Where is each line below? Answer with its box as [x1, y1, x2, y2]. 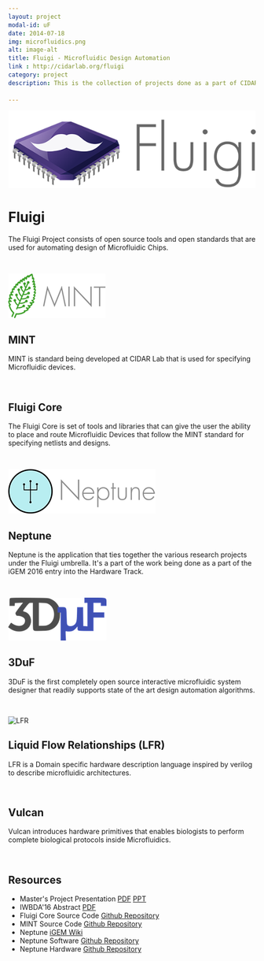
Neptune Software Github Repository [19, 936, 140, 945]
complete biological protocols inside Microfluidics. [8, 835, 171, 844]
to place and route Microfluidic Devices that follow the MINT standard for [8, 430, 245, 440]
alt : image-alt [8, 46, 58, 54]
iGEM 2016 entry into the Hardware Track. [8, 566, 144, 576]
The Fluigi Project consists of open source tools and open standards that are [8, 234, 256, 243]
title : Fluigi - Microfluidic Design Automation [8, 54, 170, 62]
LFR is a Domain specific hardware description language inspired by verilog [8, 759, 253, 769]
